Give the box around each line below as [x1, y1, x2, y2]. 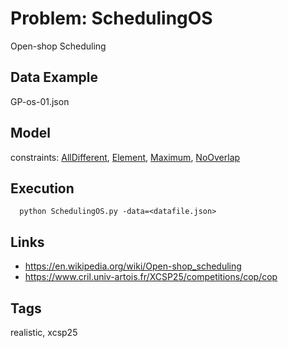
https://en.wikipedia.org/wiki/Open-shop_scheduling [24, 260, 242, 272]
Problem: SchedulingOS [10, 7, 213, 30]
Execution [10, 180, 75, 197]
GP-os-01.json [10, 95, 70, 107]
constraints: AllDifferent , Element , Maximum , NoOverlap [10, 151, 241, 163]
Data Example [10, 69, 99, 86]
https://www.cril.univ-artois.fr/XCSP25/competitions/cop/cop [24, 271, 278, 283]
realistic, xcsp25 [10, 327, 78, 338]
